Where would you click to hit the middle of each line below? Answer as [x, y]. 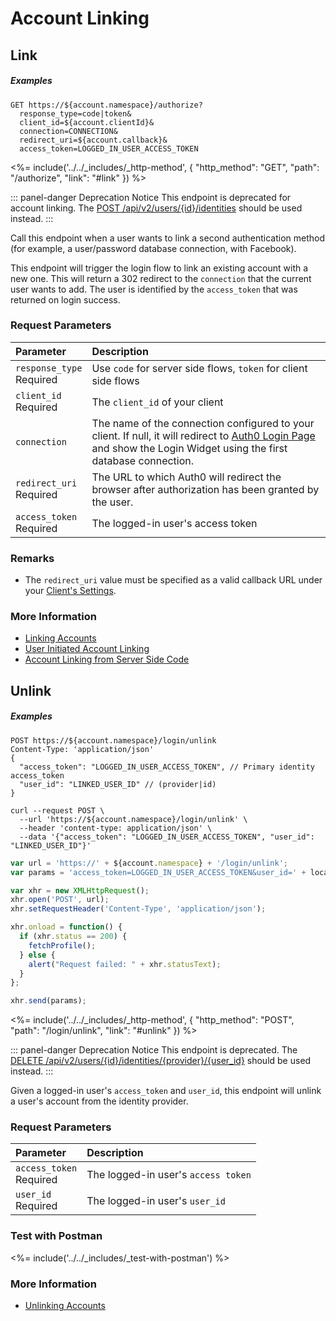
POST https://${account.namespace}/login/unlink [113, 740]
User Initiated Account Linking [87, 649]
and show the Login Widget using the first [189, 448]
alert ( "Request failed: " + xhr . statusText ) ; [125, 964]
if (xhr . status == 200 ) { [73, 937]
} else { [37, 955]
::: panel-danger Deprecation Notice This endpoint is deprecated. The [154, 1050]
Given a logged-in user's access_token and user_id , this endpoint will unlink [166, 1091]
